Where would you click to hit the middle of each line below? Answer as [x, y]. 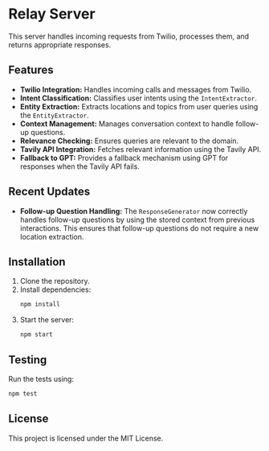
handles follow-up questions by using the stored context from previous [137, 219]
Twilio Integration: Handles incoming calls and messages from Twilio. [136, 89]
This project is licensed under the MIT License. [86, 438]
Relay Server [52, 14]
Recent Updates [49, 192]
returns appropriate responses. [60, 44]
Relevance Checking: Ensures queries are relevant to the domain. [129, 141]
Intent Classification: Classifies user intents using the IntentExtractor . [138, 98]
